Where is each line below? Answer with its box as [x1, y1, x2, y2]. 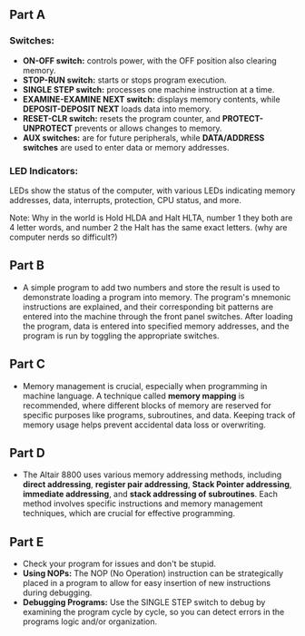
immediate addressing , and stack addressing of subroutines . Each [22, 489, 279, 500]
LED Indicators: [9, 164, 79, 177]
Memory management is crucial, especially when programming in [22, 380, 268, 391]
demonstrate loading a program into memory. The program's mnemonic [22, 291, 291, 302]
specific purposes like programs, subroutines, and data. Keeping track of [22, 409, 296, 420]
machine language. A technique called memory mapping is [22, 390, 245, 401]
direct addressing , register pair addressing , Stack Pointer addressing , [22, 479, 292, 490]
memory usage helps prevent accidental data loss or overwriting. [22, 419, 266, 430]
